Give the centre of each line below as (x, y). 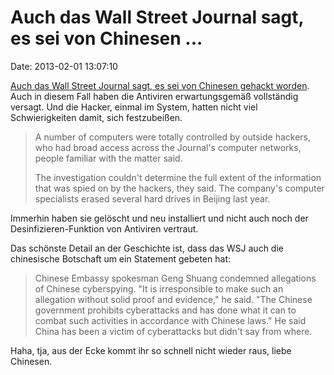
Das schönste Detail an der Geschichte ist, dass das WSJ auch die (147, 248)
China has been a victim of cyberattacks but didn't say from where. (173, 331)
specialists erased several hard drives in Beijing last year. (152, 198)
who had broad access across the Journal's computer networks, (168, 147)
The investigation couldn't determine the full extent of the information (178, 177)
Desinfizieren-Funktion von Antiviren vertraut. (104, 228)
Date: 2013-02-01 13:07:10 (64, 66)
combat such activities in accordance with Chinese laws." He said (170, 320)
